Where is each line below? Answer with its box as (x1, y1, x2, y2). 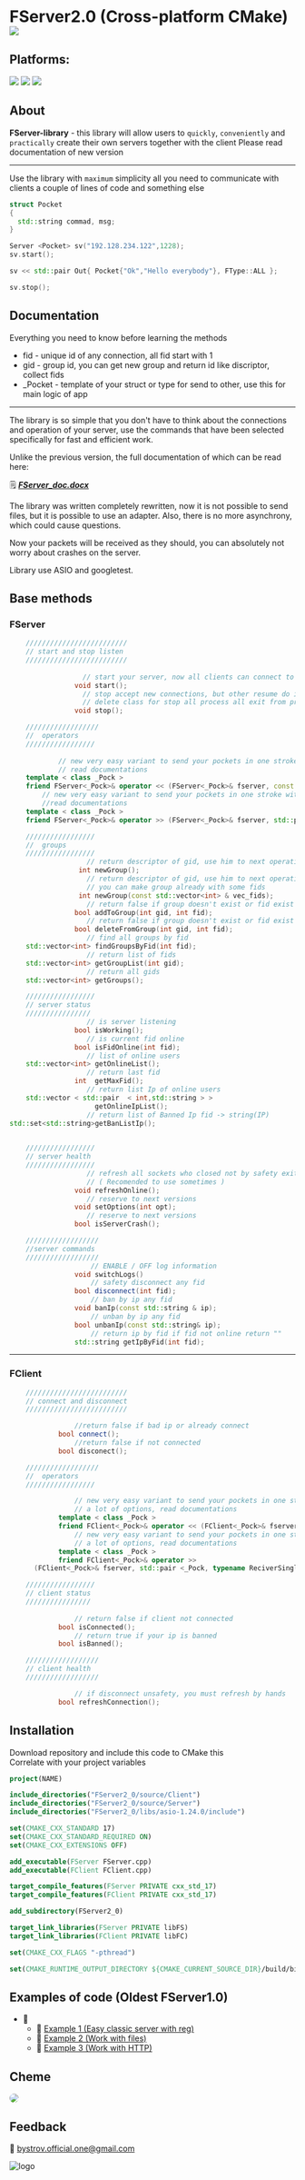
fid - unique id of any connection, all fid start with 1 (22, 350, 213, 361)
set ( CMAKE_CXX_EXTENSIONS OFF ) (9, 1840, 128, 1850)
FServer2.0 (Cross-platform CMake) (9, 6, 289, 27)
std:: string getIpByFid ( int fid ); (74, 1338, 205, 1347)
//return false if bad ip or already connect (74, 1421, 250, 1430)
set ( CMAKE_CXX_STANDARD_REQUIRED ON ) (9, 1832, 152, 1841)
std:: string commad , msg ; (17, 216, 116, 226)
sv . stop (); (9, 283, 51, 292)
